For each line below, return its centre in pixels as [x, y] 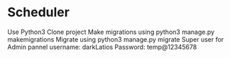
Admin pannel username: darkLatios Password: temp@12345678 [102, 47]
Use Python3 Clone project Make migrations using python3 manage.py [111, 32]
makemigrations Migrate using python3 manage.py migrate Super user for [116, 39]
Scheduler [38, 12]
